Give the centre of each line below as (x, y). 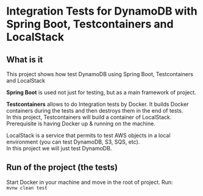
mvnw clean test (27, 188)
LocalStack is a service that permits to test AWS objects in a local (88, 135)
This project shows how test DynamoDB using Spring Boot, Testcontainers (100, 74)
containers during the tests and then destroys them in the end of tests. (95, 110)
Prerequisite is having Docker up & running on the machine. (81, 124)
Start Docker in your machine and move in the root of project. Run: (90, 182)
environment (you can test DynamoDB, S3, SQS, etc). (73, 142)
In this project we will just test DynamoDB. (59, 148)
